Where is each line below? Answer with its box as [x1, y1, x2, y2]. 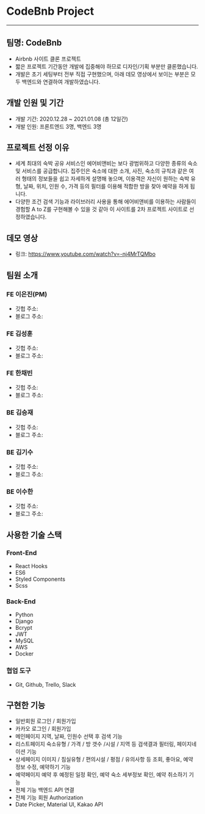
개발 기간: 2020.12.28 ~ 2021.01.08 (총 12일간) [15, 115, 128, 122]
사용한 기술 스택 [6, 529, 62, 540]
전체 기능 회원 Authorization [15, 794, 84, 801]
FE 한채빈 [6, 369, 33, 378]
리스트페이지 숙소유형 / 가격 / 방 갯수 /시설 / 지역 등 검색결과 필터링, [15, 741, 176, 748]
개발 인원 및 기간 [6, 98, 64, 108]
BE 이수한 [6, 487, 34, 496]
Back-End [6, 597, 36, 605]
